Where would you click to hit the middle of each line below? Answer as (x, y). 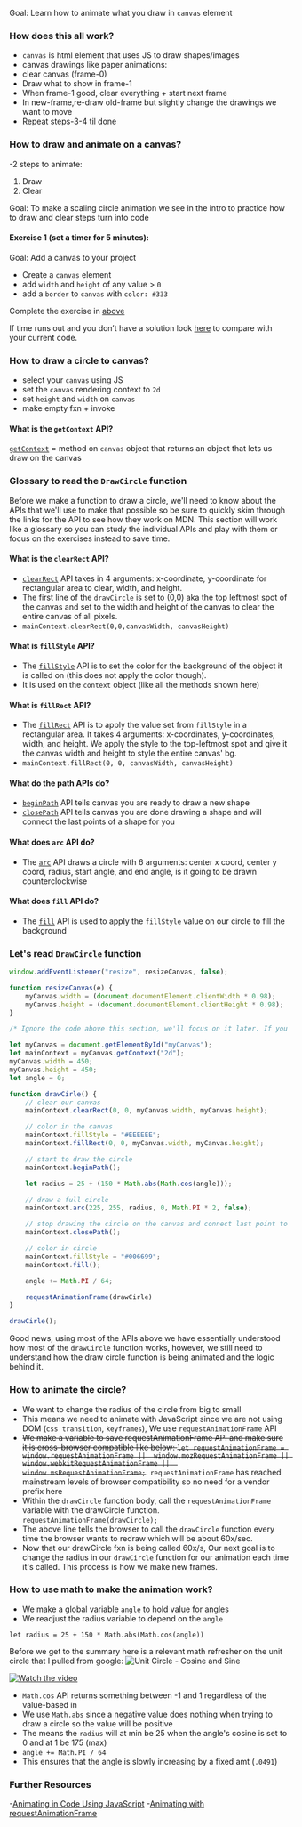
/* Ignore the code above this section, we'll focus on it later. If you (149, 1029)
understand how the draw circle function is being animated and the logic (142, 1357)
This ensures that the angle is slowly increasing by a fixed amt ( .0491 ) (150, 1761)
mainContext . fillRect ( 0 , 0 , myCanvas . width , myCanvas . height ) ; (145, 1144)
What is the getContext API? (61, 428)
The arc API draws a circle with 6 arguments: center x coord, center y (149, 861)
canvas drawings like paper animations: (95, 65)
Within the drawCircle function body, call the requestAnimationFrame (147, 1500)
